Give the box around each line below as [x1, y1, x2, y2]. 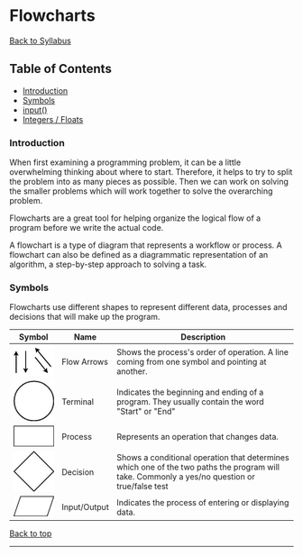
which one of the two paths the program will [116, 461, 280, 473]
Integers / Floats [22, 114, 84, 124]
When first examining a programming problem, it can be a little [9, 157, 242, 168]
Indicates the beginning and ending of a [116, 387, 264, 397]
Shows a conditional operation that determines [116, 452, 290, 463]
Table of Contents [9, 61, 113, 77]
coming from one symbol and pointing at [116, 356, 267, 367]
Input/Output [61, 502, 110, 513]
